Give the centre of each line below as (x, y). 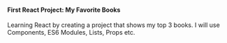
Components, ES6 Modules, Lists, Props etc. (71, 33)
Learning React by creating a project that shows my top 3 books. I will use (113, 25)
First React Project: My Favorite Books (64, 10)
